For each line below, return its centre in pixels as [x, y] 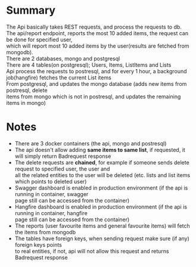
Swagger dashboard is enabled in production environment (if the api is [101, 188]
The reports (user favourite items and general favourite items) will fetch [102, 226]
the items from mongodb [45, 232]
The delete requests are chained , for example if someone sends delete [102, 162]
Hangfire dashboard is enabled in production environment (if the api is [101, 207]
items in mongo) [26, 103]
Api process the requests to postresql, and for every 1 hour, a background [97, 71]
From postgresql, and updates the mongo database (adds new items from [97, 83]
